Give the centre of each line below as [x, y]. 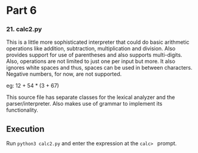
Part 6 [22, 10]
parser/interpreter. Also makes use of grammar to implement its [84, 104]
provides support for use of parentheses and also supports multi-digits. [94, 55]
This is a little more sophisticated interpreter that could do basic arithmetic [98, 42]
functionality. [22, 110]
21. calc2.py [24, 29]
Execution [25, 129]
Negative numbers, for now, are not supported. [64, 74]
